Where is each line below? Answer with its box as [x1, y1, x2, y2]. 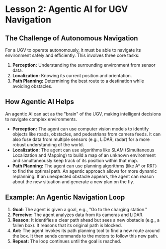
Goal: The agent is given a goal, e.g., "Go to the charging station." [12, 206, 148, 212]
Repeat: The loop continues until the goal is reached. [12, 238, 122, 244]
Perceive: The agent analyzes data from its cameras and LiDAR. [12, 212, 144, 218]
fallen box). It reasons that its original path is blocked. [12, 222, 122, 228]
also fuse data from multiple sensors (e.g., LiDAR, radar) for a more [12, 136, 150, 142]
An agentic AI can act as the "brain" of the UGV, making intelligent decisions [5, 111, 162, 117]
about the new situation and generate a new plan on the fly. [12, 178, 134, 185]
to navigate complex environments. [5, 116, 77, 122]
